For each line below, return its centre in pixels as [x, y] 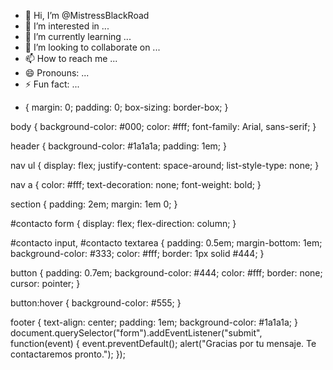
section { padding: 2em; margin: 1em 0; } [94, 204]
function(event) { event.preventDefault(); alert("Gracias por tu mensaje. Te [163, 343]
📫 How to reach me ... [71, 58]
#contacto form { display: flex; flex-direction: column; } [123, 223]
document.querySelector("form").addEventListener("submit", [136, 333]
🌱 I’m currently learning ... [78, 36]
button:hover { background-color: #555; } [96, 303]
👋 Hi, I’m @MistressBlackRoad [87, 15]
